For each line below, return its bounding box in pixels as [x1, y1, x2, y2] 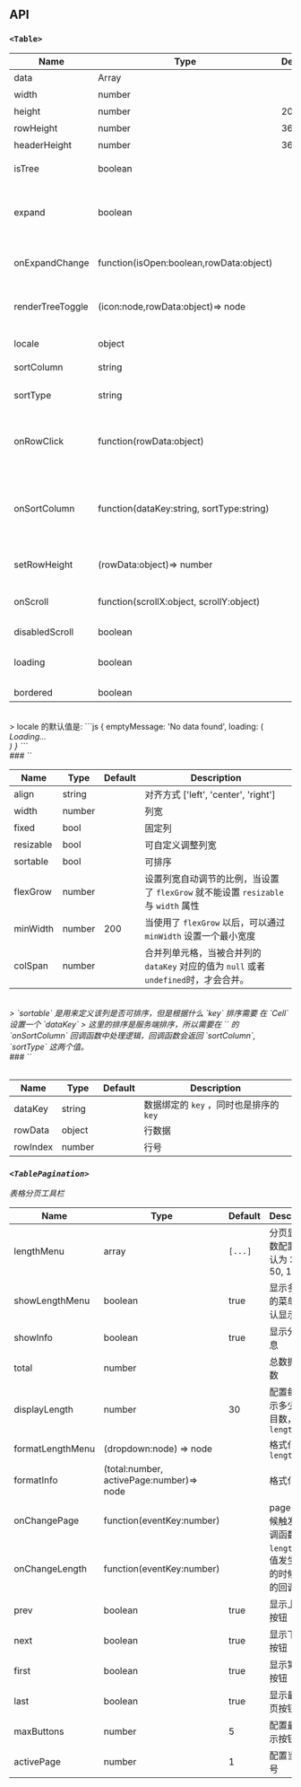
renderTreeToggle [13, 300, 89, 312]
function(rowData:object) [98, 434, 204, 447]
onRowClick [13, 434, 64, 447]
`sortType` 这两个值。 [9, 1041, 90, 1052]
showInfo [13, 1331, 54, 1344]
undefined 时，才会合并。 [144, 973, 249, 985]
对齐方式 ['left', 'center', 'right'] [144, 788, 276, 801]
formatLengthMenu [13, 1442, 96, 1455]
